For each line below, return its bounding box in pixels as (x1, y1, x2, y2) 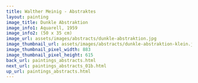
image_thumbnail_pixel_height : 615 (6, 52, 94, 58)
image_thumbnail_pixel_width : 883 (6, 47, 91, 53)
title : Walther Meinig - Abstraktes (6, 8, 96, 15)
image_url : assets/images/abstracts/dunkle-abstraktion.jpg (6, 36, 157, 41)
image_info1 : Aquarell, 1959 (6, 25, 78, 31)
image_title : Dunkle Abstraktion (6, 19, 88, 25)
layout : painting (6, 14, 49, 20)
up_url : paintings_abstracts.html (6, 68, 91, 74)
